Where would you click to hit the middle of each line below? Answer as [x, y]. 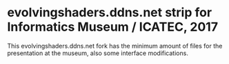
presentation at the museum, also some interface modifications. [98, 53]
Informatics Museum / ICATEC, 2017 [113, 27]
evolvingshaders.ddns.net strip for [110, 13]
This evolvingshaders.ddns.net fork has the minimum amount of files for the [115, 46]
